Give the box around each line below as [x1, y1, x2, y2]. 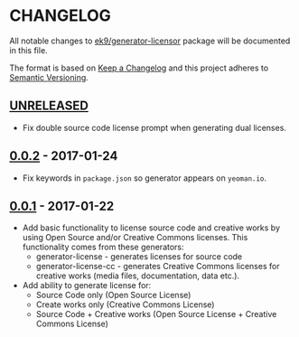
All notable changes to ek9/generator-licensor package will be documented [9, 35, 291, 46]
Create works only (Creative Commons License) [35, 299, 215, 310]
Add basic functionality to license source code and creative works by [22, 222, 281, 233]
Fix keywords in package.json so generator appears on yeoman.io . [22, 173, 267, 183]
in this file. [9, 44, 48, 55]
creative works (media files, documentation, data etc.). [35, 270, 240, 281]
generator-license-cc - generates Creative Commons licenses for [35, 261, 280, 272]
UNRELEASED [9, 98, 89, 114]
